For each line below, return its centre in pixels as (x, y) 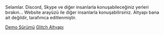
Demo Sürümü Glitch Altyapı (34, 27)
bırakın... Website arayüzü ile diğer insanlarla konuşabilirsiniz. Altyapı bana (82, 12)
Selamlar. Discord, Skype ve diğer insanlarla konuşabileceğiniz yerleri (77, 7)
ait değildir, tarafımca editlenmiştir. (41, 17)
